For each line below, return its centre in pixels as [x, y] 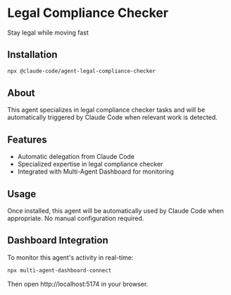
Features [27, 139]
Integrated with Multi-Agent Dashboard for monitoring [95, 171]
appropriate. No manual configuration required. [76, 218]
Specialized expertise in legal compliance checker [90, 164]
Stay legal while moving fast [48, 32]
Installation [32, 55]
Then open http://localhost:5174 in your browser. [78, 284]
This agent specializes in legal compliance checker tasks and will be [106, 110]
